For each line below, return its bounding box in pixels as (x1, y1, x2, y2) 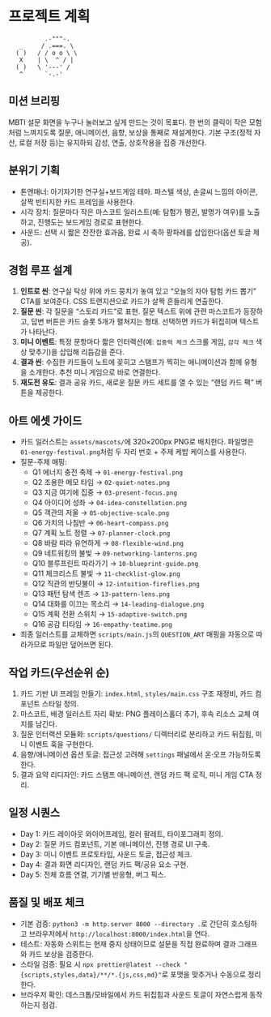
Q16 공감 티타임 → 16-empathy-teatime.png (32, 620, 172, 629)
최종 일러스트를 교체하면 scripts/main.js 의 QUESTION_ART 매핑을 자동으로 (19, 629, 255, 639)
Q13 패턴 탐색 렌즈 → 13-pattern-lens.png (32, 589, 170, 599)
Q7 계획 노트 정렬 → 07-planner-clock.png (32, 528, 171, 538)
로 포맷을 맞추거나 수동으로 (161, 969, 247, 979)
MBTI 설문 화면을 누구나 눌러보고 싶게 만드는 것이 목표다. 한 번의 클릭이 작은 (8, 117, 248, 127)
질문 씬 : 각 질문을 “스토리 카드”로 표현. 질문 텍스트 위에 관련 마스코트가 (19, 307, 242, 316)
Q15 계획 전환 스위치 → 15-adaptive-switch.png (32, 609, 188, 619)
